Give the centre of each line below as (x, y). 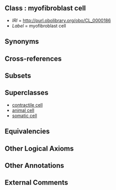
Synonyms (22, 41)
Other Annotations (34, 165)
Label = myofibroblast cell (39, 26)
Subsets (18, 76)
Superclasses (27, 93)
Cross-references (33, 59)
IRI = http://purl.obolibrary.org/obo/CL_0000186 (61, 20)
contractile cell (27, 105)
